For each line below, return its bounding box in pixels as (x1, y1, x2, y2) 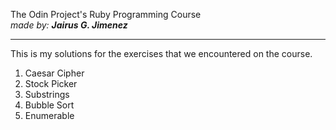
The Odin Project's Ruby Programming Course (10, 9, 202, 20)
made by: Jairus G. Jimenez (10, 19, 128, 31)
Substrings (24, 89, 70, 100)
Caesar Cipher (24, 67, 85, 79)
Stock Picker (24, 78, 78, 89)
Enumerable (24, 110, 75, 121)
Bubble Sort (24, 99, 75, 111)
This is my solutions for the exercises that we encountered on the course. (10, 48, 313, 59)
